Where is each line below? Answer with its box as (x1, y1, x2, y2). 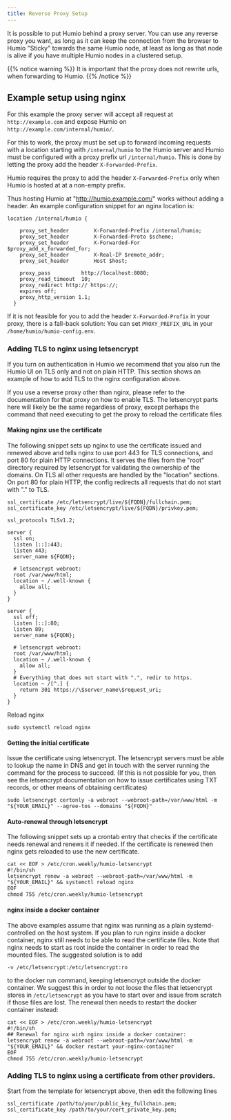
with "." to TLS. (7, 485, 50, 493)
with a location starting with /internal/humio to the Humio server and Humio (7, 146, 224, 154)
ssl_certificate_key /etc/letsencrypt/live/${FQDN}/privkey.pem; (7, 504, 199, 512)
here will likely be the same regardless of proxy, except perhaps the (7, 403, 200, 411)
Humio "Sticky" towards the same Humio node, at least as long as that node (7, 44, 223, 52)
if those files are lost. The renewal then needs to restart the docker (7, 998, 197, 1007)
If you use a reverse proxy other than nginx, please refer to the (7, 388, 185, 396)
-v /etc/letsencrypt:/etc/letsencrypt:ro (7, 964, 128, 971)
